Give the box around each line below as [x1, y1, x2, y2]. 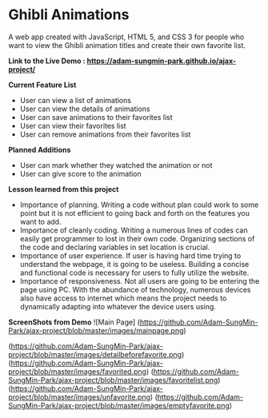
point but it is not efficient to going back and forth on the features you [19, 208, 250, 217]
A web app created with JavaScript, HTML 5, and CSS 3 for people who [8, 32, 245, 42]
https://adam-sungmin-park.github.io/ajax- [86, 56, 237, 66]
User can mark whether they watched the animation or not [19, 160, 213, 169]
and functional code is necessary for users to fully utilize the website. [19, 268, 250, 277]
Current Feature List [8, 80, 77, 90]
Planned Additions [8, 145, 71, 154]
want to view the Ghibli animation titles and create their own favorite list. [8, 40, 246, 50]
